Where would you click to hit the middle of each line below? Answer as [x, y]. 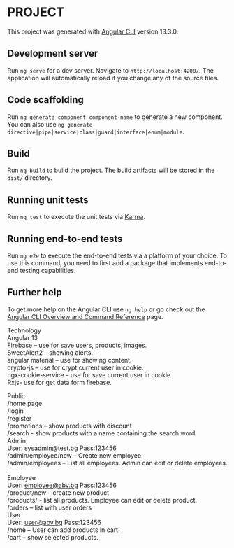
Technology [24, 330]
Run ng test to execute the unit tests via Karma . [76, 217]
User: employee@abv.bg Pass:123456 [62, 485]
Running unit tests [48, 200]
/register [20, 418]
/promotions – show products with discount [70, 426]
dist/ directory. [30, 178]
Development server [53, 54]
